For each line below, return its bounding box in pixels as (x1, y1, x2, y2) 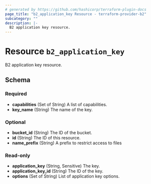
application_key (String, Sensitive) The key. (12, 163, 101, 169)
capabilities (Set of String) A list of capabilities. (12, 101, 107, 107)
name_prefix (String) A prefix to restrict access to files (12, 140, 122, 146)
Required (5, 91, 27, 97)
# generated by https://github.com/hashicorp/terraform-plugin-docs (5, 7, 147, 12)
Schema (5, 76, 31, 84)
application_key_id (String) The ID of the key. (12, 168, 103, 174)
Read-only (5, 152, 31, 159)
